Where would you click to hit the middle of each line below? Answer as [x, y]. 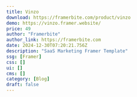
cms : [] [16, 74]
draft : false [23, 85]
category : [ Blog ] [28, 79]
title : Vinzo [23, 12]
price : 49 [19, 29]
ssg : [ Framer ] [24, 57]
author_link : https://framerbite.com [54, 40]
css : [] [16, 62]
